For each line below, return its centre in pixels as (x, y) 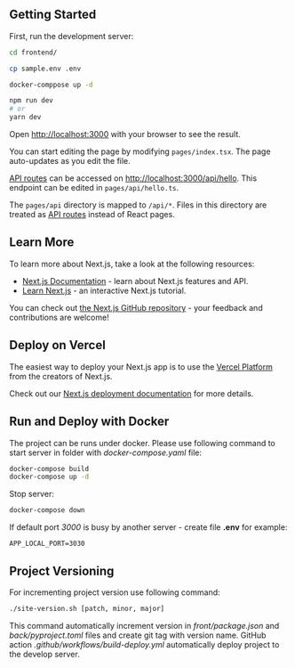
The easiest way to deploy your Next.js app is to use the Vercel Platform (141, 367)
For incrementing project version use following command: (115, 592)
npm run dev (31, 101)
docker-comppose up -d (51, 85)
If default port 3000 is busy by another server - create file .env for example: (148, 527)
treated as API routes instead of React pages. (92, 215)
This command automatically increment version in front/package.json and (144, 625)
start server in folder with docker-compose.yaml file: (106, 452)
